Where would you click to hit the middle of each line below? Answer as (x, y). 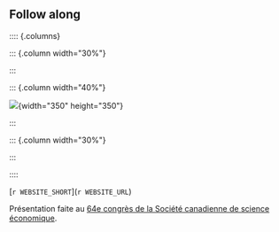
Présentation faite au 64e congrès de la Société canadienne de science (139, 208)
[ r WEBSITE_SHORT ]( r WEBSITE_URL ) (70, 191)
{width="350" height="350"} (71, 105)
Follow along (45, 15)
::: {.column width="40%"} (58, 87)
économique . (33, 218)
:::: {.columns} (35, 35)
